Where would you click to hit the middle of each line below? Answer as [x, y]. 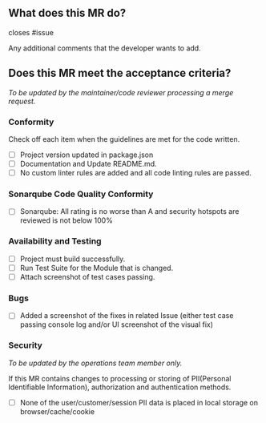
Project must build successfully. [73, 259]
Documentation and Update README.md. [89, 163]
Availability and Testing [55, 241]
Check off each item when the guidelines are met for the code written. [124, 139]
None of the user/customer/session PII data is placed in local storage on [139, 402]
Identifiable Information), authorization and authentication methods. [120, 387]
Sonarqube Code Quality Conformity [81, 194]
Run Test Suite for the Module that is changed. [97, 268]
